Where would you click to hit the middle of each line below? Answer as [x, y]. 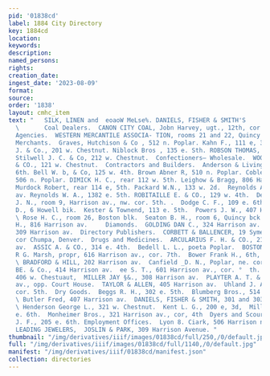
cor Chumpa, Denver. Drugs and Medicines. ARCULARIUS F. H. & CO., [134, 240]
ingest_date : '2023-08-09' [53, 83]
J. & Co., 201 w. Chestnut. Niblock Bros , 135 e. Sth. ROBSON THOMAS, [138, 150]
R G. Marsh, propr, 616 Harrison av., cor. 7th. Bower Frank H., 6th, [138, 255]
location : [25, 38]
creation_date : [34, 76]
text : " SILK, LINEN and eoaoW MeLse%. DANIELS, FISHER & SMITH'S [127, 121]
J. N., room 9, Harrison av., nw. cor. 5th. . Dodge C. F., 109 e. [133, 202]
